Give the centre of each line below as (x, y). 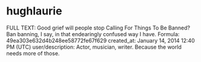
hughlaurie (34, 11)
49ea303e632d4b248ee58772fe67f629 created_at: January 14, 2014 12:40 (100, 40)
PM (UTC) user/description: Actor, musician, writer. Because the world (94, 47)
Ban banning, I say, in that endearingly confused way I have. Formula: (93, 34)
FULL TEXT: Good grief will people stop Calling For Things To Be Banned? (98, 28)
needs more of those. (33, 53)
